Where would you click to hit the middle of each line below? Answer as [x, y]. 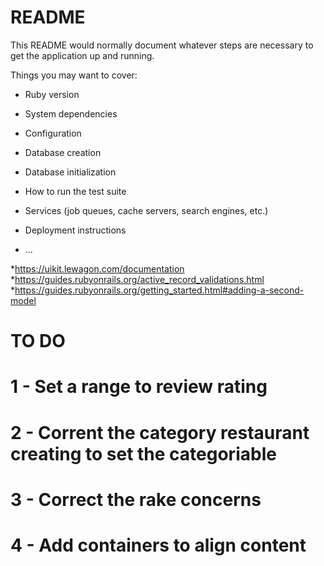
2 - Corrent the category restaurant [160, 432]
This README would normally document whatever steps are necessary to [162, 45]
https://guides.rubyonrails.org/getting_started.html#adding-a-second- [159, 290]
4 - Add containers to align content [158, 545]
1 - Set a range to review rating [139, 387]
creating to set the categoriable [143, 453]
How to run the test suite [75, 191]
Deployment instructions [75, 230]
